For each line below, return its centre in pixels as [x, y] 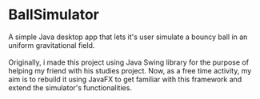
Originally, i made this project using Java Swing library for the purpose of [129, 62]
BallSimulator [54, 15]
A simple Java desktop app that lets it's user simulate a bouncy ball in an [128, 37]
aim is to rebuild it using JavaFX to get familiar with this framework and [125, 79]
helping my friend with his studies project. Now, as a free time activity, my [130, 70]
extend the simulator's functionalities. [70, 87]
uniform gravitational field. [52, 45]
